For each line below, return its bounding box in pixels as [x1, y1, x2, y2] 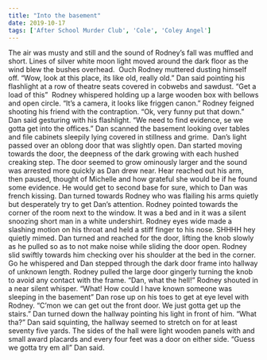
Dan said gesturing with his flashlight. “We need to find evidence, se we [8, 116, 244, 125]
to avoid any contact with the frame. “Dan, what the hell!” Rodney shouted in [8, 275, 258, 285]
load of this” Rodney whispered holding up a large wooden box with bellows [8, 90, 259, 100]
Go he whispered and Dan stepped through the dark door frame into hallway [8, 259, 258, 268]
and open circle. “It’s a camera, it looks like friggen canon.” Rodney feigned [8, 98, 254, 108]
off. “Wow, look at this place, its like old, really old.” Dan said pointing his [8, 73, 245, 83]
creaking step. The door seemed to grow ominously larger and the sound [8, 158, 248, 167]
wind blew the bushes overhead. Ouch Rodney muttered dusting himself [8, 65, 247, 75]
